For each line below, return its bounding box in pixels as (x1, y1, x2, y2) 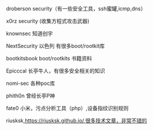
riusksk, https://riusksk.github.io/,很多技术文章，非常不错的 (6, 117, 148, 124)
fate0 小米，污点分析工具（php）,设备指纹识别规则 (6, 105, 129, 111)
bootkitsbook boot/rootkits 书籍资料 (6, 55, 93, 61)
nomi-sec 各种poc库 (6, 80, 56, 87)
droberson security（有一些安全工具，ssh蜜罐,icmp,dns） (6, 5, 146, 12)
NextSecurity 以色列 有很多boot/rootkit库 (6, 43, 105, 49)
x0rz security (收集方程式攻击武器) (6, 18, 90, 25)
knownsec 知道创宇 (6, 30, 53, 37)
